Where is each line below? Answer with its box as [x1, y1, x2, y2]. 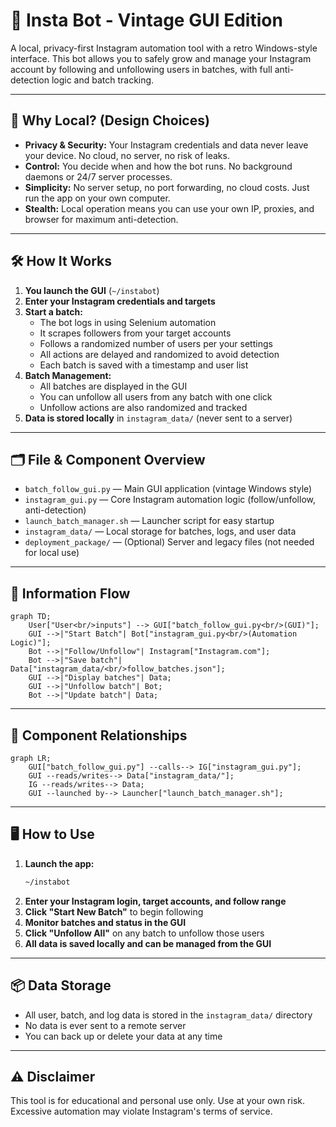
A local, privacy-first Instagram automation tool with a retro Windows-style [10, 42, 318, 54]
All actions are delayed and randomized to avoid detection [39, 348, 280, 360]
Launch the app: [24, 857, 95, 869]
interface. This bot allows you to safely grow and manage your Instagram [10, 52, 312, 64]
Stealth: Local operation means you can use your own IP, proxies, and [24, 202, 315, 214]
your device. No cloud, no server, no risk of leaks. [24, 149, 230, 161]
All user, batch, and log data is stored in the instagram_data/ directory [24, 1009, 313, 1021]
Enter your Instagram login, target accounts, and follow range [24, 895, 287, 907]
